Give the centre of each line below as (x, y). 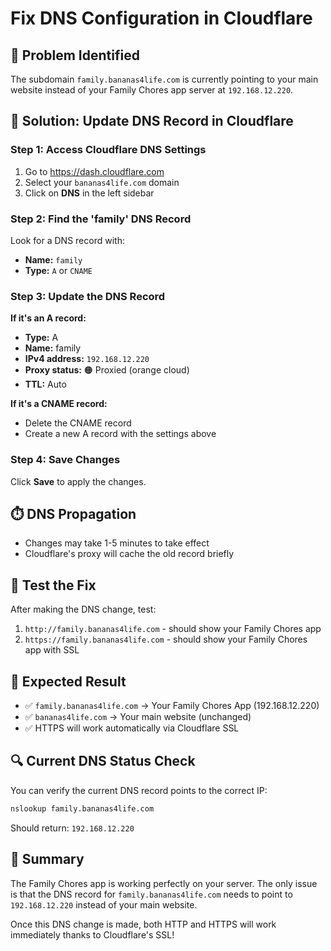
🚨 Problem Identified (75, 55)
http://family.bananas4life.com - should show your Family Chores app (173, 629)
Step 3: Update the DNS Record (88, 296)
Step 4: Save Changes (65, 460)
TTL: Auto (45, 384)
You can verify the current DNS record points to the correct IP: (139, 790)
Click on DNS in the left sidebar (89, 193)
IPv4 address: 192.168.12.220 (87, 359)
